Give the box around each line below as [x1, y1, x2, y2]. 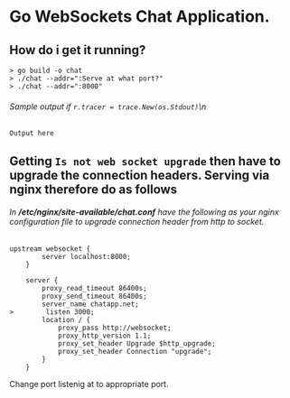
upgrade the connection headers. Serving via [9, 167, 270, 182]
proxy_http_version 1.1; [57, 331, 152, 340]
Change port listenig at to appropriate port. [9, 378, 169, 389]
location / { [42, 315, 91, 324]
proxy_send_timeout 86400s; [42, 292, 147, 301]
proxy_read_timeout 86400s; [42, 283, 147, 292]
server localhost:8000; [42, 252, 131, 261]
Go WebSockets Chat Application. [9, 6, 270, 27]
